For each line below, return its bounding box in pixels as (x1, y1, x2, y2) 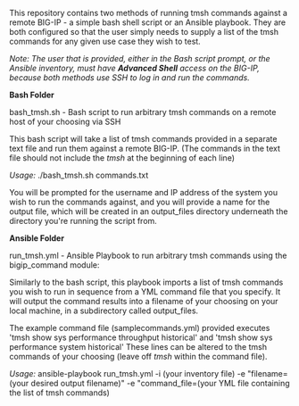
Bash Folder (9, 89, 55, 100)
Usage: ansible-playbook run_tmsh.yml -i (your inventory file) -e (9, 369, 245, 378)
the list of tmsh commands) (9, 387, 110, 398)
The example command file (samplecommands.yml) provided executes (9, 323, 270, 333)
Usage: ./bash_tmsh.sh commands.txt (9, 170, 149, 180)
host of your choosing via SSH (9, 116, 121, 127)
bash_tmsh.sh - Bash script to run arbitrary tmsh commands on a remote (9, 107, 277, 117)
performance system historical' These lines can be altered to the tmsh (9, 342, 268, 352)
